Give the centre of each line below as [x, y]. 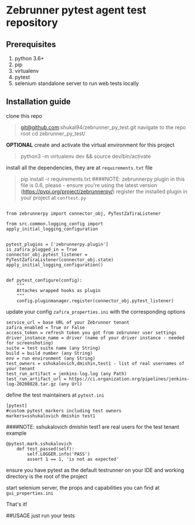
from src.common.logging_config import [55, 223]
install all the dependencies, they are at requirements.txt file [80, 167]
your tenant [20, 368]
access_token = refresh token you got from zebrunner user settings [91, 333]
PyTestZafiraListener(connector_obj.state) [60, 260]
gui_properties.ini [30, 493]
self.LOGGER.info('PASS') [59, 454]
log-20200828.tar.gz [31, 384]
